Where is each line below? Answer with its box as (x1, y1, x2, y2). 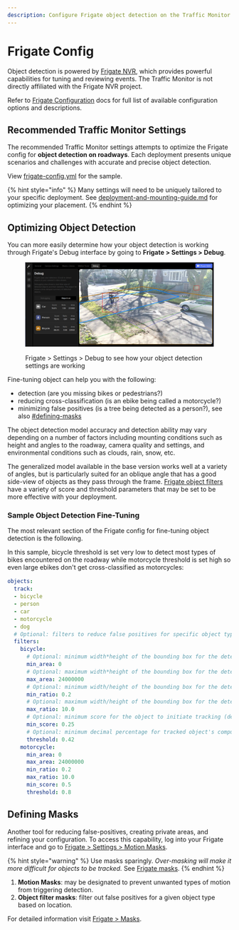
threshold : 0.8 (26, 789, 72, 796)
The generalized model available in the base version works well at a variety (7, 463, 228, 471)
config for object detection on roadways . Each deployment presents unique (7, 151, 232, 159)
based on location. (17, 900, 73, 909)
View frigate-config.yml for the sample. (7, 172, 123, 181)
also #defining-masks (17, 412, 82, 420)
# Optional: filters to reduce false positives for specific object (14, 630, 221, 638)
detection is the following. (7, 534, 83, 542)
